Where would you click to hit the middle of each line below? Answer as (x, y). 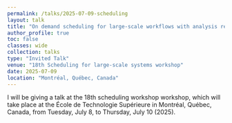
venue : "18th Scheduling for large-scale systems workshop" (96, 65)
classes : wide (28, 46)
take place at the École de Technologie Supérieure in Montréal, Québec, (109, 105)
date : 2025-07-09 (32, 71)
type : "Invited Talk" (38, 59)
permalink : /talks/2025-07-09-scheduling (68, 13)
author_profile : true (38, 33)
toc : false (23, 39)
